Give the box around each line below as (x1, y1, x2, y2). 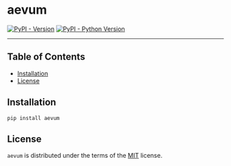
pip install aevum (7, 115, 60, 121)
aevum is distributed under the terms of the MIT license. (7, 152, 163, 160)
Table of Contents (7, 51, 86, 63)
